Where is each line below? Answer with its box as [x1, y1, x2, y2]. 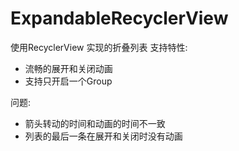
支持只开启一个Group [24, 75, 113, 87]
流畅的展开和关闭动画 [24, 62, 113, 74]
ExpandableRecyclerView [10, 7, 229, 30]
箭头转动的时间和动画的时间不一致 [24, 117, 166, 129]
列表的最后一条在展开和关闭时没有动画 [24, 130, 183, 142]
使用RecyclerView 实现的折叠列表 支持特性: [10, 41, 188, 53]
